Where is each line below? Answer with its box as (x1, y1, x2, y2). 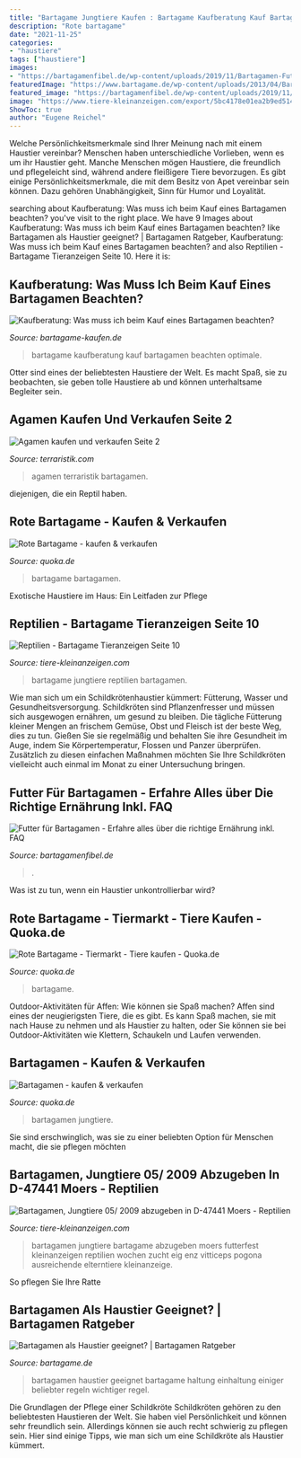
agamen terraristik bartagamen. (30, 471, 149, 482)
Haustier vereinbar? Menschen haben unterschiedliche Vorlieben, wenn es (9, 147, 285, 158)
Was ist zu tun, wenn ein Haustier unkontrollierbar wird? (9, 885, 216, 896)
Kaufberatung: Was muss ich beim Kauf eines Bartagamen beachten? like (9, 222, 280, 234)
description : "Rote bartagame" (9, 22, 126, 31)
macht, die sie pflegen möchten (9, 1141, 126, 1152)
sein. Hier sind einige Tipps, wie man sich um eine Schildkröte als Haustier (9, 1430, 284, 1442)
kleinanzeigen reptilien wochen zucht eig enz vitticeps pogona (30, 1250, 262, 1260)
